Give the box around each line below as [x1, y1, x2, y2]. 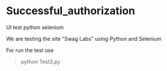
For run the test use [6, 46, 54, 54]
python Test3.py [20, 58, 61, 65]
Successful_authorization [6, 4, 136, 18]
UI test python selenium [6, 24, 64, 31]
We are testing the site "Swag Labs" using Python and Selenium [6, 35, 162, 42]
